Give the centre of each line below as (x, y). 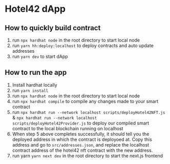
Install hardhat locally (35, 85)
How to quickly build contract (53, 28)
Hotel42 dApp (35, 9)
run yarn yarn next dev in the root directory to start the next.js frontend (88, 156)
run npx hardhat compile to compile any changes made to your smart (85, 101)
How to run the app (36, 73)
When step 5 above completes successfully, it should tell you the (81, 134)
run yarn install (30, 90)
